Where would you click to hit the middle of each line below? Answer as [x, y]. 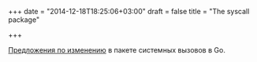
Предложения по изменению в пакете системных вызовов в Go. [117, 50]
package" [24, 20]
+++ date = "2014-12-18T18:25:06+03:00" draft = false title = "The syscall [129, 11]
